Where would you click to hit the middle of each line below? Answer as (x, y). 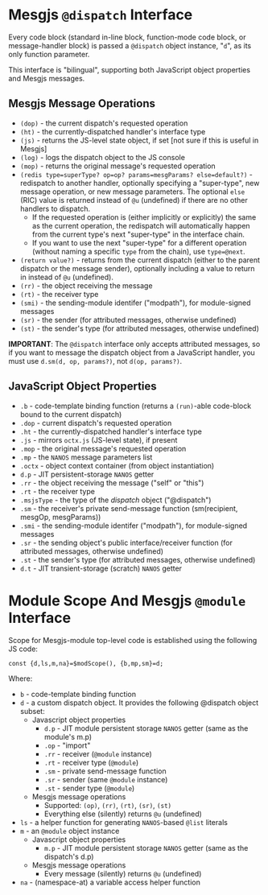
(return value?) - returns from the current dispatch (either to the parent (140, 260)
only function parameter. (49, 54)
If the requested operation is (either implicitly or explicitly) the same (144, 217)
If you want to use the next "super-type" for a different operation (139, 242)
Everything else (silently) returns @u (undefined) (123, 814)
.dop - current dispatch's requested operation (96, 423)
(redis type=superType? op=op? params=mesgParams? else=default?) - (136, 174)
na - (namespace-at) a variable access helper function (110, 882)
